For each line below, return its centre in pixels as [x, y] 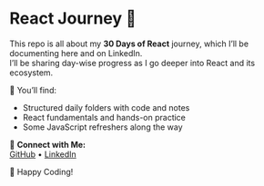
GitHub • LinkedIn [43, 154]
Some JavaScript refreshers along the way [103, 127]
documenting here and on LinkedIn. [76, 53]
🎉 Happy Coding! [41, 171]
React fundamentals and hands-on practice [104, 117]
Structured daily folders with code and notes [106, 107]
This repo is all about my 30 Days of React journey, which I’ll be [129, 44]
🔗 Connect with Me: [48, 144]
